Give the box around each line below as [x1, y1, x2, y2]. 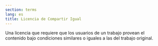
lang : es [5, 12, 23, 17]
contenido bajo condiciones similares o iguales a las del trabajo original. [5, 35, 153, 41]
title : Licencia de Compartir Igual [5, 16, 81, 21]
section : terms [5, 7, 37, 12]
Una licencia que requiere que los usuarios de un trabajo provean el [5, 30, 145, 36]
